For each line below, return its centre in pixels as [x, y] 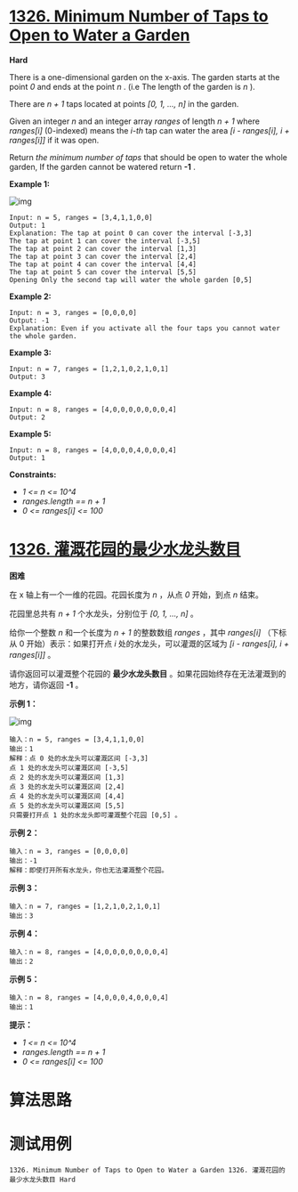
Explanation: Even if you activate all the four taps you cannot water [145, 328]
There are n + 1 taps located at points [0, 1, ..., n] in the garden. [124, 103]
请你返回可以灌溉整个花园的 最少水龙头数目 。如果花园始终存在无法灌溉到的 [148, 673]
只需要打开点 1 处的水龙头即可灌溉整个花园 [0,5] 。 [96, 815]
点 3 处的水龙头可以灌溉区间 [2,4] [67, 787]
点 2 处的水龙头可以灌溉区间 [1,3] [67, 777]
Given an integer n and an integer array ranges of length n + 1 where [135, 121]
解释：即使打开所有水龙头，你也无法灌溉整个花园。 [89, 870]
